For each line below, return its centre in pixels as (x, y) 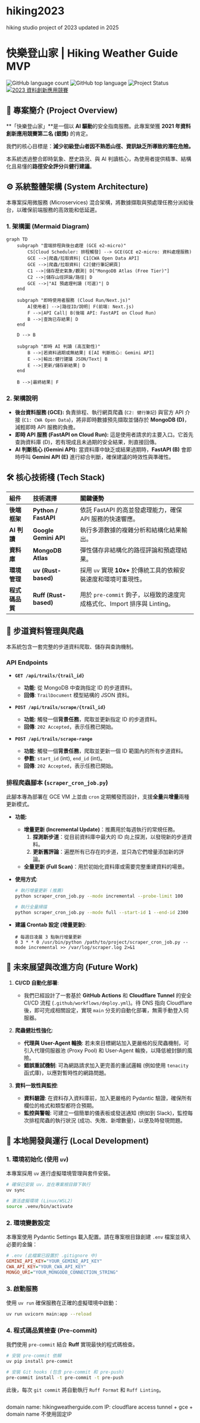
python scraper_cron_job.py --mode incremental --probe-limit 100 (99, 896)
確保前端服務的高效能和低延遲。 (61, 210)
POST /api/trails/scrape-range (54, 739)
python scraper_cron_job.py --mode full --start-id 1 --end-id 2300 (101, 912)
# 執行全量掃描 (31, 907)
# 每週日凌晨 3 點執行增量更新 (48, 937)
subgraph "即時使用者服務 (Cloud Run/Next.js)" (74, 300)
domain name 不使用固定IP (39, 1414)
